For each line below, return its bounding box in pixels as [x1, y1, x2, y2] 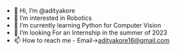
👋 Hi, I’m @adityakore [13, 7, 75, 14]
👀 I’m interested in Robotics [13, 14, 92, 22]
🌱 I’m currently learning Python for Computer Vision [13, 21, 161, 29]
